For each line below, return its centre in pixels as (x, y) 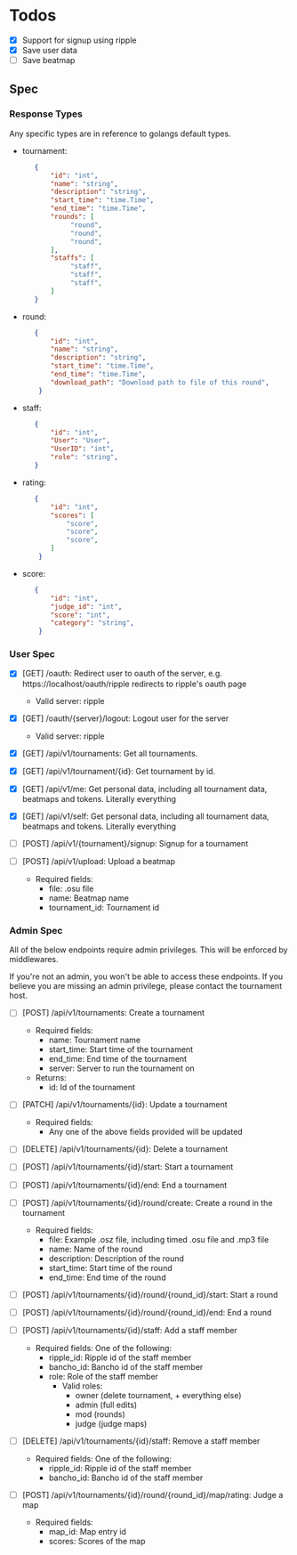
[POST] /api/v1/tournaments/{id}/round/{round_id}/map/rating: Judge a (153, 1494)
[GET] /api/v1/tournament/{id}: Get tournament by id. (119, 771)
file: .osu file (71, 888)
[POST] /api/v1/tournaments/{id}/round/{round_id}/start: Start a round (150, 1294)
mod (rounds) (100, 1414)
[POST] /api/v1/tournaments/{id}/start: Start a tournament (128, 1167)
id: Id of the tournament (92, 1088)
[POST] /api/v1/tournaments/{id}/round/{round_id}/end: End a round (147, 1312)
